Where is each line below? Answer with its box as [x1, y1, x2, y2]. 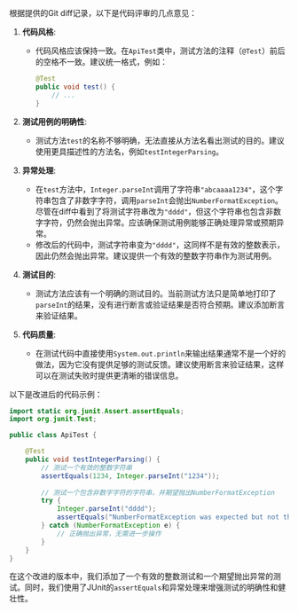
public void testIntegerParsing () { [25, 455, 161, 464]
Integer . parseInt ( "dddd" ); [56, 505, 157, 514]
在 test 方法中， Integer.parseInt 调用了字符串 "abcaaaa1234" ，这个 [35, 184, 276, 194]
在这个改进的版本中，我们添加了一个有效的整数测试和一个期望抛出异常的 [9, 571, 273, 582]
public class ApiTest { [9, 431, 98, 440]
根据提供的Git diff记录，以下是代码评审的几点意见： [9, 8, 198, 18]
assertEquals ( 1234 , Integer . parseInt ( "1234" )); [41, 471, 220, 481]
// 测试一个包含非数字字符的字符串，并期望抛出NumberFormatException [41, 488, 275, 497]
